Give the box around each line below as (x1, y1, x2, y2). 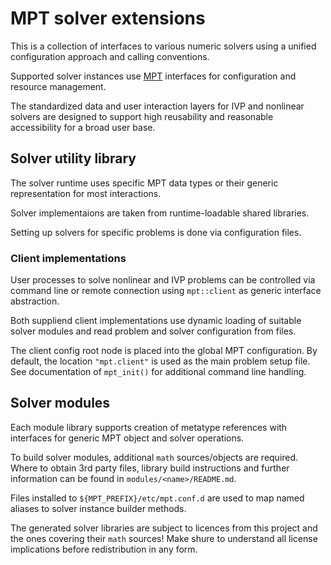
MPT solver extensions (10, 7, 206, 30)
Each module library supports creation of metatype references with (10, 421, 288, 433)
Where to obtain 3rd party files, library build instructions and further (10, 462, 290, 474)
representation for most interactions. (10, 187, 162, 199)
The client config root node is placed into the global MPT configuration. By (10, 345, 318, 357)
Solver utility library (10, 150, 137, 167)
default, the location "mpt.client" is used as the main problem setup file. (10, 355, 311, 367)
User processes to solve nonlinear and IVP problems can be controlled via (10, 274, 316, 286)
